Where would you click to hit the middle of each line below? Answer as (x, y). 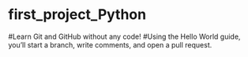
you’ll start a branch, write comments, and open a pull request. (110, 44)
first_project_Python (77, 15)
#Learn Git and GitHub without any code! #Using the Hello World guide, (124, 36)
